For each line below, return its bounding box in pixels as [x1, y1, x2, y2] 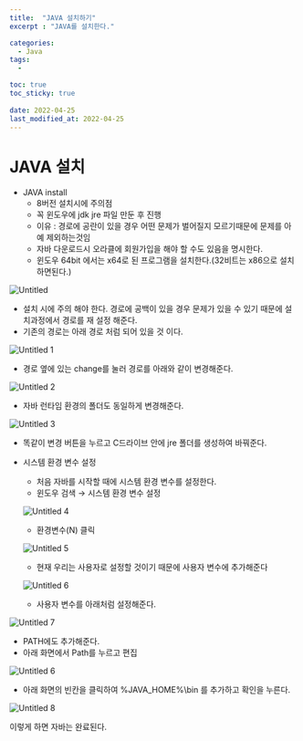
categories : [9, 38, 55, 47]
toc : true [9, 80, 47, 89]
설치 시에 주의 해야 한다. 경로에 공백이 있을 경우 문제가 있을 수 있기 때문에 [22, 303, 283, 315]
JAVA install [22, 187, 68, 198]
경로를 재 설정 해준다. [62, 315, 138, 326]
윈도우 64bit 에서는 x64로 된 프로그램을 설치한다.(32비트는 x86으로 [36, 255, 278, 266]
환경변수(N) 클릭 [36, 525, 96, 536]
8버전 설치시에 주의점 [36, 198, 113, 209]
